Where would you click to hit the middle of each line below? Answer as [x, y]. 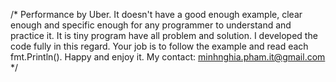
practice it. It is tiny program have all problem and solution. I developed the [164, 35]
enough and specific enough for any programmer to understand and [151, 25]
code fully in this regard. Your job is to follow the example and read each [159, 46]
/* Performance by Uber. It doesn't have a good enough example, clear [156, 14]
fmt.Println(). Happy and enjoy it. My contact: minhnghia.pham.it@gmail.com [168, 57]
